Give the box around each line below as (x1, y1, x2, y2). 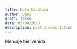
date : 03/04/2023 (5, 20, 40, 26)
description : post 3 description (5, 25, 73, 30)
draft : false (5, 16, 31, 21)
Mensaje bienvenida (5, 38, 45, 44)
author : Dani (5, 12, 31, 16)
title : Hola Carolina (5, 7, 49, 12)
